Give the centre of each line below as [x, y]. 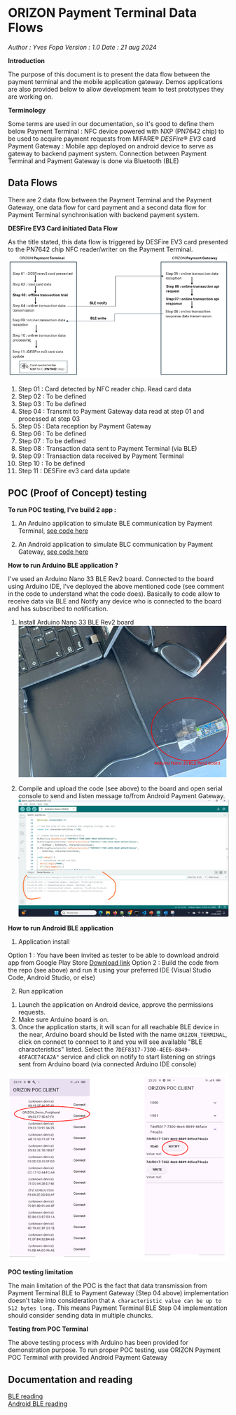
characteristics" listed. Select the [66, 1050]
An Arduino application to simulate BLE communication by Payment [115, 524]
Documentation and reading [70, 1380]
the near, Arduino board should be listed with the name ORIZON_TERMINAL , [123, 1035]
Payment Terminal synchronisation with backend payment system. [104, 214]
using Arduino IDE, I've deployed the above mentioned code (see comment [116, 587]
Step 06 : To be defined [52, 434]
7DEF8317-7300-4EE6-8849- [153, 1050]
